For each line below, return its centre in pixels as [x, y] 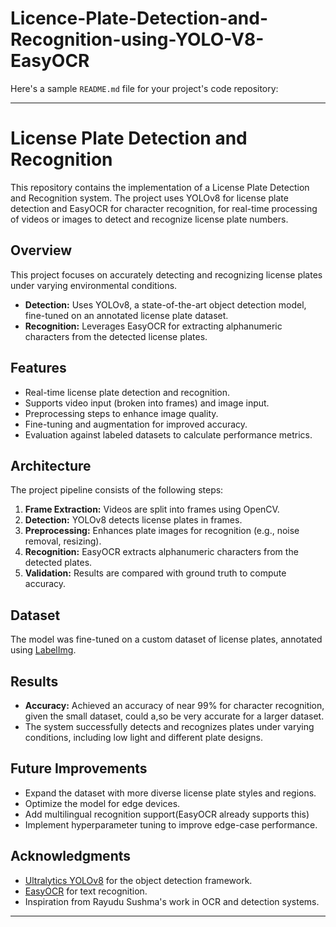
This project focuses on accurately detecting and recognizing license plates [166, 274]
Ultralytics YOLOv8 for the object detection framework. [138, 880]
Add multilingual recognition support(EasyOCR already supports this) [167, 814]
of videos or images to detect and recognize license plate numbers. [149, 219]
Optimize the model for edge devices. [102, 803]
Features [38, 368]
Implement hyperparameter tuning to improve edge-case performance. [171, 824]
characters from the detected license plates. [116, 336]
